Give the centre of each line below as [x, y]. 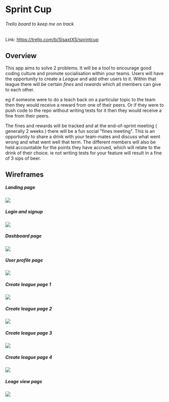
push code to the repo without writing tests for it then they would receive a [83, 110]
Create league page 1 [28, 285]
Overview [21, 55]
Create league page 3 [29, 333]
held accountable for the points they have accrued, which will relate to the [83, 148]
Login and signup [24, 212]
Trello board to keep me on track [40, 23]
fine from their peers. [27, 116]
